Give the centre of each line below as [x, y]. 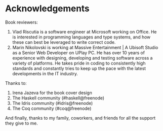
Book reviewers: [21, 22]
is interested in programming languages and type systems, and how [81, 37]
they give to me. [21, 123]
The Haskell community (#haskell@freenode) [58, 98]
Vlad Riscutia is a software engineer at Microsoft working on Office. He [84, 32]
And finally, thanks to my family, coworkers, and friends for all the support [80, 118]
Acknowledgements [47, 9]
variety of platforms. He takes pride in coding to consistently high [79, 63]
